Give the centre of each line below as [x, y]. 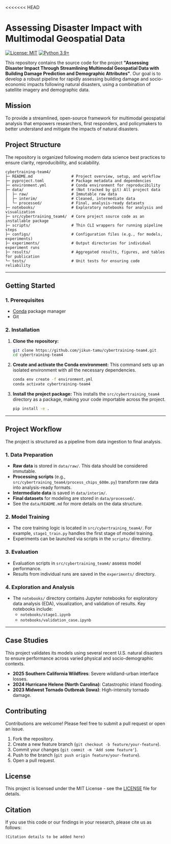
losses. [20, 679]
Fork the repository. [33, 739]
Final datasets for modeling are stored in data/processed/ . [74, 498]
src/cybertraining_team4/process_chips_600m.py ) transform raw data [85, 482]
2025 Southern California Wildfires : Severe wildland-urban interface [85, 673]
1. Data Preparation [29, 455]
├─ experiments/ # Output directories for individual [78, 243]
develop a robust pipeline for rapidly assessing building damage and [77, 79]
